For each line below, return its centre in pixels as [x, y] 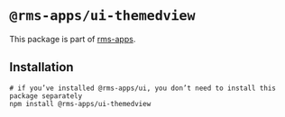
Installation [41, 67]
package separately [46, 96]
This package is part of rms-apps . [73, 39]
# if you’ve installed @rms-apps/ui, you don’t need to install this [143, 88]
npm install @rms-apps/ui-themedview [80, 103]
